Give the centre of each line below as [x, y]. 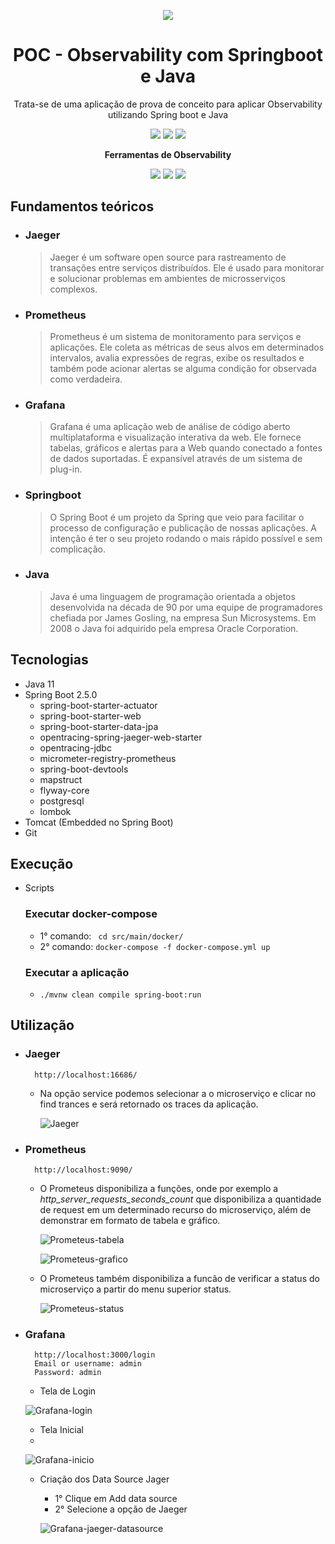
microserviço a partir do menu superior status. [135, 1289]
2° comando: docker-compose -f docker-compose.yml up [155, 946]
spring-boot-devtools [84, 769]
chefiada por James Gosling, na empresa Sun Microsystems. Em [183, 617]
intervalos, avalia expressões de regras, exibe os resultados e [177, 357]
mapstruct [61, 779]
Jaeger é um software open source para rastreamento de [168, 257]
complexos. [73, 289]
